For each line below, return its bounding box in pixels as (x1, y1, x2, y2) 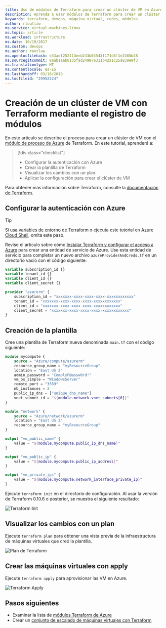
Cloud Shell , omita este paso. (5, 232, 65, 238)
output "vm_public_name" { (5, 436, 61, 441)
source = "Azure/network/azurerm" (14, 414, 85, 419)
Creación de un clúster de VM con (5, 97, 147, 109)
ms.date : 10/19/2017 (5, 40, 48, 44)
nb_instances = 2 (14, 386, 50, 391)
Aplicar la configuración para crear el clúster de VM (24, 175, 130, 181)
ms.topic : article (5, 30, 43, 35)
